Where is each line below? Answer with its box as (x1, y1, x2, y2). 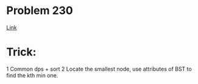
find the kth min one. (6, 71, 58, 79)
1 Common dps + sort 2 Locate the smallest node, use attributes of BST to (6, 65, 192, 72)
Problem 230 (6, 4, 73, 18)
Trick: (6, 45, 37, 59)
